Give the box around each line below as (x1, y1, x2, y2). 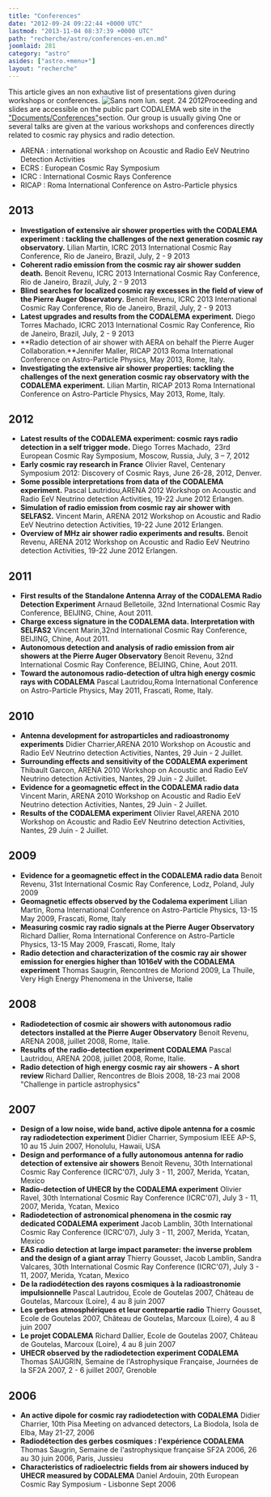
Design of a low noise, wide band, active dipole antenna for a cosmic (19, 1124, 256, 1134)
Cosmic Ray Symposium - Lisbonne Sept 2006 (19, 1479, 176, 1489)
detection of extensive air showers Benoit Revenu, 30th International (19, 1159, 253, 1169)
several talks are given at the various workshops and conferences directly (8, 121, 255, 131)
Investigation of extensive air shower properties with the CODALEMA (19, 225, 258, 235)
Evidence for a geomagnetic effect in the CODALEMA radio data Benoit (19, 870, 263, 880)
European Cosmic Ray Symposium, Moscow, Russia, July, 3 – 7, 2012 (19, 451, 250, 461)
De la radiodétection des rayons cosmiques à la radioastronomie (19, 1279, 241, 1289)
